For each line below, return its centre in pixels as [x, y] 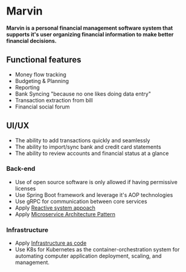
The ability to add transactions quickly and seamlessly [82, 140]
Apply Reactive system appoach [55, 208]
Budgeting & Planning [42, 81]
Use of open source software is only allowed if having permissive [96, 182]
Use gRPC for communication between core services [81, 201]
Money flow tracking [40, 75]
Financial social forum [42, 107]
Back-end [21, 169]
